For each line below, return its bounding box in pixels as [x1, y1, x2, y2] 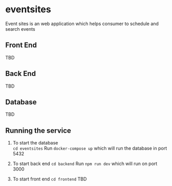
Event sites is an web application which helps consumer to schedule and [5, 20, 159, 27]
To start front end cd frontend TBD [12, 176, 87, 182]
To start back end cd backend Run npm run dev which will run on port [12, 160, 158, 167]
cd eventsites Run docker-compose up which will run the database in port [12, 145, 167, 152]
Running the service [5, 126, 71, 135]
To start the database [12, 140, 59, 146]
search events [5, 26, 35, 32]
